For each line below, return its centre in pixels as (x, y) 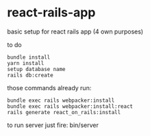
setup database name (37, 69)
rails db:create (30, 75)
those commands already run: (49, 87)
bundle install (29, 57)
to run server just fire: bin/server (53, 125)
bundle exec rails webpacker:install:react (70, 106)
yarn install (26, 63)
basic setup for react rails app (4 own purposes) (75, 31)
